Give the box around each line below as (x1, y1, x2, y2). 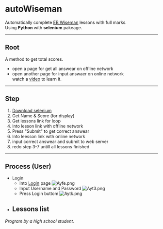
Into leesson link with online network (12, 133, 85, 139)
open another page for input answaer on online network (12, 70, 124, 76)
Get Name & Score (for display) (12, 113, 75, 119)
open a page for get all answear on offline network (12, 66, 114, 71)
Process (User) (5, 162, 51, 171)
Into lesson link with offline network (12, 123, 83, 129)
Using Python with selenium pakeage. (5, 24, 82, 30)
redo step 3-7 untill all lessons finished (12, 143, 90, 149)
